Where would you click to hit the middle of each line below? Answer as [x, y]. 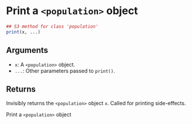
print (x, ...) [23, 32]
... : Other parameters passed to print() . [65, 71]
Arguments [27, 50]
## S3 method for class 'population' [52, 26]
